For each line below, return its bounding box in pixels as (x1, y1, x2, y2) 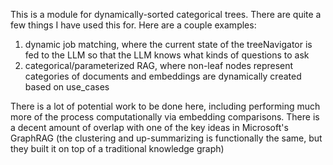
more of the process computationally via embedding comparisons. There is (10, 111, 320, 123)
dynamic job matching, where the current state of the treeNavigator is (24, 39, 313, 50)
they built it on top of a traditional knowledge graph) (10, 143, 225, 154)
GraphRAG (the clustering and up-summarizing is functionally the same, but (10, 132, 323, 144)
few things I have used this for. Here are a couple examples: (10, 19, 257, 31)
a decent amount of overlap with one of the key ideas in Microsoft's (10, 122, 289, 133)
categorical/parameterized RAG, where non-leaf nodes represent (24, 60, 294, 71)
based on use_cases (24, 81, 110, 93)
